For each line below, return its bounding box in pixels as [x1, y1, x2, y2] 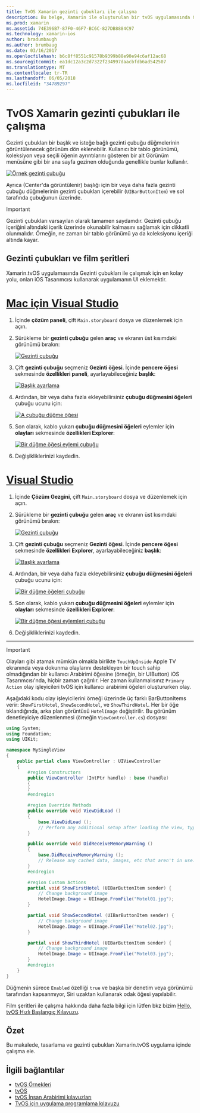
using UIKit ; [6, 736, 39, 743]
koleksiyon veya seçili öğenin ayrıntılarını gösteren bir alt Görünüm [6, 152, 169, 159]
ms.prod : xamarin [6, 20, 49, 26]
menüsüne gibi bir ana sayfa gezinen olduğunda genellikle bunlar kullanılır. [6, 158, 189, 165]
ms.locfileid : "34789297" [6, 81, 70, 87]
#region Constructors [27, 769, 82, 775]
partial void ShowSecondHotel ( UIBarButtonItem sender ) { [27, 912, 174, 918]
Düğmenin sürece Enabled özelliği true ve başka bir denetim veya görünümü [6, 984, 193, 991]
